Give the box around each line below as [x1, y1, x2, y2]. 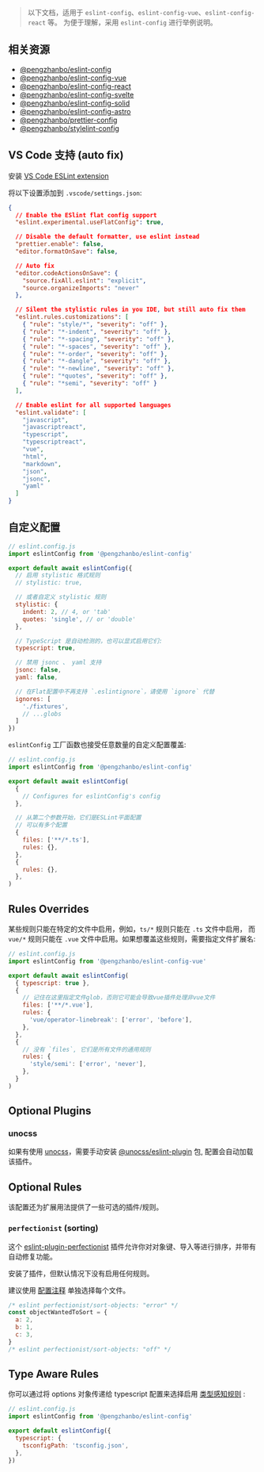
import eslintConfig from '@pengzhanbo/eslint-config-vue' [8, 957, 207, 965]
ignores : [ [15, 695, 51, 703]
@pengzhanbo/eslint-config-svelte [19, 90, 134, 99]
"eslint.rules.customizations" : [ [15, 313, 129, 321]
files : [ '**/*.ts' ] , [22, 836, 90, 844]
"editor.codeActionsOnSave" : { [15, 269, 119, 277]
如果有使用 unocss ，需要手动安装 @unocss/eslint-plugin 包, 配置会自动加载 [8, 1147, 254, 1156]
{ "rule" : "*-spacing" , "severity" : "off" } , [22, 335, 175, 343]
